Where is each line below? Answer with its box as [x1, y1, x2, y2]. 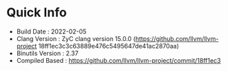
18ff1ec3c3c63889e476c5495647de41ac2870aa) [38, 42, 180, 50]
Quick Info [6, 5, 67, 20]
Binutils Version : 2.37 [16, 49, 79, 57]
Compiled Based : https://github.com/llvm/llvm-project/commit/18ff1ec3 [16, 56, 221, 64]
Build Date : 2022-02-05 [16, 27, 87, 35]
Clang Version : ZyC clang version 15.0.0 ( [16, 34, 136, 42]
